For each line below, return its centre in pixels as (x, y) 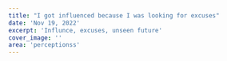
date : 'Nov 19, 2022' (44, 23)
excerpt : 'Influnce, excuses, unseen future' (85, 30)
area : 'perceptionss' (44, 45)
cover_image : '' (35, 38)
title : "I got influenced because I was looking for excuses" (114, 15)
